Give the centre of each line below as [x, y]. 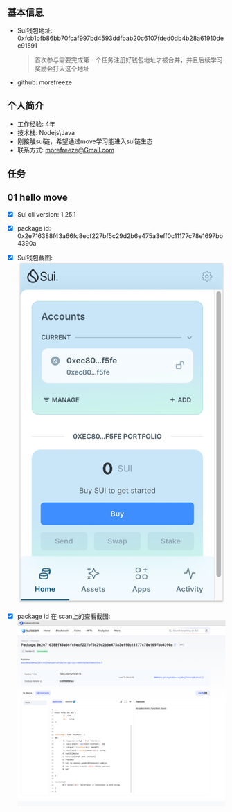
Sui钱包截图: [35, 258]
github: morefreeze [45, 82]
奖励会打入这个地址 [62, 69]
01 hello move [37, 198]
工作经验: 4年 [36, 124]
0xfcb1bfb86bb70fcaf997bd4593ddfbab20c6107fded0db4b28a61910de [120, 38]
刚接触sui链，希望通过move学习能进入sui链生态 [85, 141]
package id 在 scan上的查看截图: [64, 616]
